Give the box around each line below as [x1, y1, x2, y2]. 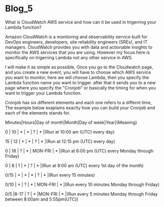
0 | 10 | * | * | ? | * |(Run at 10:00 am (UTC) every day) [5, 129, 115, 135]
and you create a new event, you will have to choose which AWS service [5, 69, 151, 75]
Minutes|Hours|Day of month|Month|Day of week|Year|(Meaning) [5, 119, 138, 125]
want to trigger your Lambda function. [5, 90, 82, 96]
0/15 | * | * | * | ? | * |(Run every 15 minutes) [5, 172, 95, 178]
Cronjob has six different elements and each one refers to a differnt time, [5, 99, 152, 105]
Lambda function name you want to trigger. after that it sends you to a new [5, 79, 156, 86]
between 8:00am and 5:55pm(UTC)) [5, 196, 78, 202]
